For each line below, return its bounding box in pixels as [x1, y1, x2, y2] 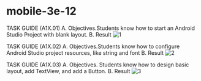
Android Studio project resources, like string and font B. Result [6, 49, 164, 56]
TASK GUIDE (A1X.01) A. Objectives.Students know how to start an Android [6, 24, 195, 32]
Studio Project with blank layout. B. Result [6, 30, 112, 38]
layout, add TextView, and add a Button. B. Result [6, 67, 131, 74]
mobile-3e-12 [6, 4, 77, 18]
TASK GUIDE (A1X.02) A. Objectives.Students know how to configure [6, 43, 180, 50]
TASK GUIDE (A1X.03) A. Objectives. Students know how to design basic [6, 61, 189, 68]
